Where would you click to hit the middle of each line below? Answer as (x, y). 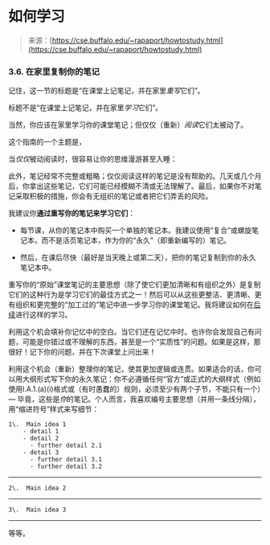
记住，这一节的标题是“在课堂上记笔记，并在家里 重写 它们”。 (106, 91)
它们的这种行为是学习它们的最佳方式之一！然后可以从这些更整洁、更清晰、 (131, 295)
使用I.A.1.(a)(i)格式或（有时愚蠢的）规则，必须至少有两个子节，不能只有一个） (135, 389)
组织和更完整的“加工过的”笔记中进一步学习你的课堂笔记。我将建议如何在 (135, 305)
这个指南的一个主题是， (47, 142)
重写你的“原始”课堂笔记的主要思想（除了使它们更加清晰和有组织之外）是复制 (135, 285)
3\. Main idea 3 (37, 510)
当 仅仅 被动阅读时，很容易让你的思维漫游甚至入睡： (93, 159)
